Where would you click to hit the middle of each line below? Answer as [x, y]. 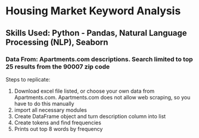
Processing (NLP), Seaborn [57, 42]
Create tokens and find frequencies [58, 123]
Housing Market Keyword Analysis [93, 11]
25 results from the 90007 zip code [58, 67]
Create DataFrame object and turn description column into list [90, 116]
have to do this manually [44, 103]
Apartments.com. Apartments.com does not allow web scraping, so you [102, 97]
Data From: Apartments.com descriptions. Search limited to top [99, 59]
